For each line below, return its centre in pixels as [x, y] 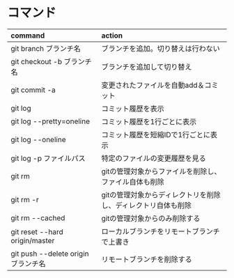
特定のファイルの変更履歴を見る [154, 158]
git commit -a [33, 90]
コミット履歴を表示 [133, 109]
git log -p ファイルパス [48, 158]
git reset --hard [37, 231]
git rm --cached [38, 217]
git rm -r [25, 199]
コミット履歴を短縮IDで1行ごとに [156, 134]
